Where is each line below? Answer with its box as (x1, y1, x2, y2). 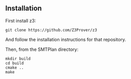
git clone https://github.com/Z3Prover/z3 (5, 28, 97, 33)
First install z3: (5, 17, 36, 23)
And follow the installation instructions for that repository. (5, 36, 126, 42)
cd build (5, 61, 24, 66)
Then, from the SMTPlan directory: (5, 46, 78, 52)
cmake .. (5, 65, 24, 70)
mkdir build (5, 56, 31, 61)
